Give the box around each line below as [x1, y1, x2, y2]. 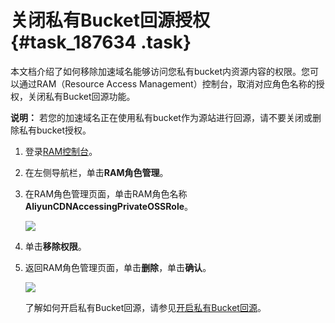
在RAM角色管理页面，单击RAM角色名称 [24, 187, 188, 200]
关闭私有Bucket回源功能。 [27, 90, 136, 102]
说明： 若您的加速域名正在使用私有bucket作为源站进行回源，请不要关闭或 [10, 111, 313, 123]
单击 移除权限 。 [24, 240, 87, 252]
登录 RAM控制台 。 [24, 145, 98, 157]
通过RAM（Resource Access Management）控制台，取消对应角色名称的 [18, 77, 317, 90]
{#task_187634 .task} [10, 31, 192, 54]
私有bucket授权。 [18, 124, 92, 136]
